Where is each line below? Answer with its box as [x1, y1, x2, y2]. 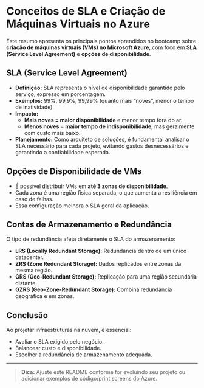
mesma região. [15, 266, 53, 274]
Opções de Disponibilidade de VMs [6, 166, 142, 177]
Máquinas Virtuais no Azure [6, 17, 151, 31]
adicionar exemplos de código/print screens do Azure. [21, 375, 158, 383]
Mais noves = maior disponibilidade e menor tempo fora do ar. [24, 116, 183, 123]
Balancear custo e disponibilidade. [15, 345, 102, 352]
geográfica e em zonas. [15, 293, 75, 300]
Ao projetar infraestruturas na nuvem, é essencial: [6, 327, 132, 334]
